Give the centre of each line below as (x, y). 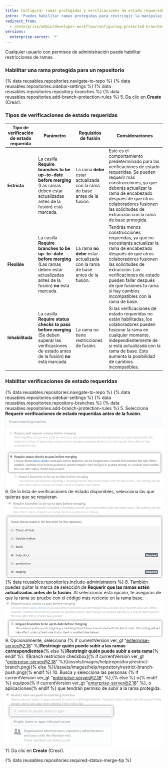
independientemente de (133, 340)
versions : (15, 32)
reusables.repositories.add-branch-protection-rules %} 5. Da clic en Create (83, 97)
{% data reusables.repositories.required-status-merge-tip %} (68, 760)
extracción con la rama (132, 215)
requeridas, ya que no (131, 237)
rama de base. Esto (128, 351)
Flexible (15, 264)
